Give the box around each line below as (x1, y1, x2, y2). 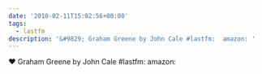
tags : (8, 20, 27, 28)
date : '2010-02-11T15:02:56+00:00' (8, 11, 129, 20)
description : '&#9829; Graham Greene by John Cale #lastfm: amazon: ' (8, 34, 256, 43)
